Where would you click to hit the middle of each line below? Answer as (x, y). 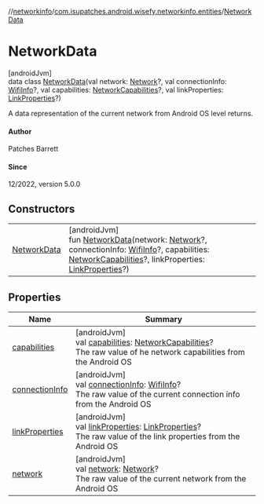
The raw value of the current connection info (158, 394)
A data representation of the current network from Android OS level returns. (131, 113)
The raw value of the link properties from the (158, 436)
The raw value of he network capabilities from (160, 352)
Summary (164, 319)
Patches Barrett (33, 149)
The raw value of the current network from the (161, 478)
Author (20, 131)
